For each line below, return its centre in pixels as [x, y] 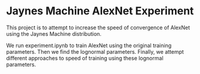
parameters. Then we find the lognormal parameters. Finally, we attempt [95, 51]
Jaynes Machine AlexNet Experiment [100, 11]
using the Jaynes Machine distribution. [54, 33]
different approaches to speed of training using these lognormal [85, 58]
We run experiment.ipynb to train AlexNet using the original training [89, 45]
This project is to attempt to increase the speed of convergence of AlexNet [98, 27]
